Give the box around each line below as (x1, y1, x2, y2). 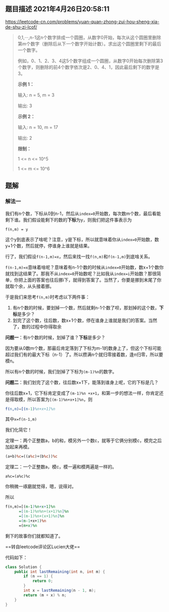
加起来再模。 (5, 444, 32, 450)
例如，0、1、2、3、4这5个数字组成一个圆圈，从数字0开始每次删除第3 (17, 58, 163, 64)
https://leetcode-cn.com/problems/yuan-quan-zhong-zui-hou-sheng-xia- (5, 18, 159, 24)
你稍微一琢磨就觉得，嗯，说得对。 (5, 484, 76, 490)
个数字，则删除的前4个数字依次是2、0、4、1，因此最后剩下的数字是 (17, 64, 159, 70)
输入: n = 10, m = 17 (17, 124, 58, 130)
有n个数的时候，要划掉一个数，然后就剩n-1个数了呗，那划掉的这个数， (12, 304, 159, 311)
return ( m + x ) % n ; (23, 592, 67, 598)
